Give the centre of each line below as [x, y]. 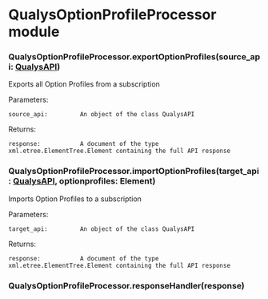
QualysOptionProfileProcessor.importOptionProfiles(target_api [134, 172]
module [34, 32]
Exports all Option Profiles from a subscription [84, 84]
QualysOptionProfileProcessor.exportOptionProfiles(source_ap [134, 57]
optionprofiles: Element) [107, 181]
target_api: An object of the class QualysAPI [102, 229]
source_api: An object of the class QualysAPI [102, 115]
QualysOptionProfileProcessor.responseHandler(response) [127, 285]
